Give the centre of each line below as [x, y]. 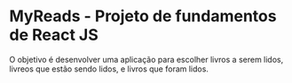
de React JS [54, 35]
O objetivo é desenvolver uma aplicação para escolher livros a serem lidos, [146, 59]
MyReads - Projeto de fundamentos [143, 16]
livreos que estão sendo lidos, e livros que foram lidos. [109, 69]
